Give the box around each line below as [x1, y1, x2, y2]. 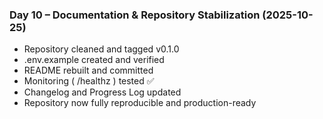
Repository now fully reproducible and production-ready [23, 97, 257, 109]
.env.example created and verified [23, 54, 165, 66]
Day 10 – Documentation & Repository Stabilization [9, 8, 261, 22]
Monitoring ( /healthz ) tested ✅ [23, 75, 155, 87]
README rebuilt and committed [23, 64, 154, 77]
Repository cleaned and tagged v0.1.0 [23, 43, 180, 55]
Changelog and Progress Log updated [23, 86, 182, 98]
